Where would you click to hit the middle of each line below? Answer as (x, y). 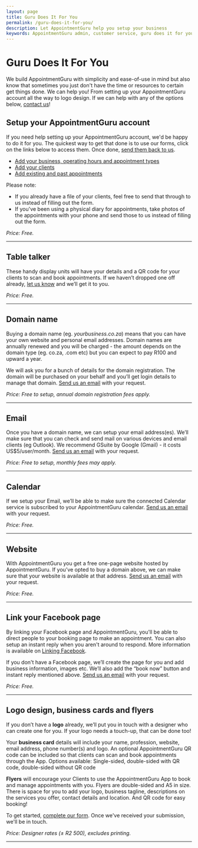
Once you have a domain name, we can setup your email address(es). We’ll (97, 432)
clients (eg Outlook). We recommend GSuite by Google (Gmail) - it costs (93, 445)
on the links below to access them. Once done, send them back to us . (91, 149)
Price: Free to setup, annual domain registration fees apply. (78, 394)
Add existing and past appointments (58, 173)
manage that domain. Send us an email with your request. (76, 383)
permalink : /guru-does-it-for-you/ (50, 22)
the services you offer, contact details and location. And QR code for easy (96, 797)
